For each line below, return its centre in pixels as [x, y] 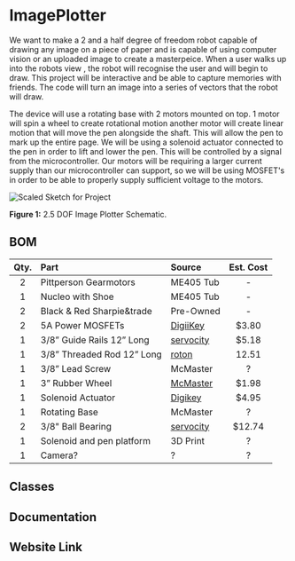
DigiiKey [188, 325]
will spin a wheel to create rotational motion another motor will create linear [147, 123]
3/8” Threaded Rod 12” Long [101, 354]
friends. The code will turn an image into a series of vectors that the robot [144, 87]
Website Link [46, 547]
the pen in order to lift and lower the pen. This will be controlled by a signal [145, 151]
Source [186, 267]
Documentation [53, 517]
